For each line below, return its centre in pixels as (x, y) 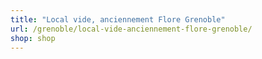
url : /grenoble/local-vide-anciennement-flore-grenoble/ (131, 29)
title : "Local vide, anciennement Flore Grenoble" (118, 19)
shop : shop (33, 38)
